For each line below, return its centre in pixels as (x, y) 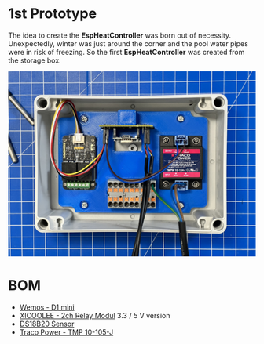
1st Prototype (52, 14)
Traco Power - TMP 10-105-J (66, 332)
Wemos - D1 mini (47, 307)
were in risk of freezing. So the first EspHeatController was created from (126, 52)
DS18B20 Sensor (47, 324)
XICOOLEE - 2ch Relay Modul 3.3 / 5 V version (95, 315)
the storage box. (35, 60)
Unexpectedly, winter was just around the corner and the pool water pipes (128, 43)
